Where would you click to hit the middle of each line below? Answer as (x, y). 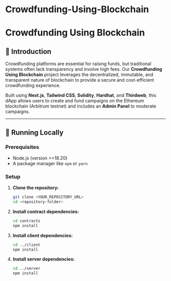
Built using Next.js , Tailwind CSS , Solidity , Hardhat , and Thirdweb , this (81, 95)
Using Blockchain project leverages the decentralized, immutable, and (79, 74)
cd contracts (26, 221)
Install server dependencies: (44, 259)
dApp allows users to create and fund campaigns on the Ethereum (75, 101)
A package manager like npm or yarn (50, 163)
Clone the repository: (36, 188)
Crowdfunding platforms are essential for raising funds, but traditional (78, 64)
